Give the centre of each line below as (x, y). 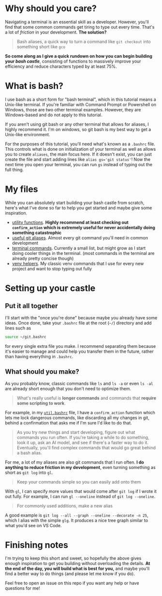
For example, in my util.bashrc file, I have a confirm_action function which (80, 412)
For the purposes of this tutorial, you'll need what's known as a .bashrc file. (80, 144)
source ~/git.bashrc (26, 337)
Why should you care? (51, 8)
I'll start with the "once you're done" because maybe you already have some (81, 317)
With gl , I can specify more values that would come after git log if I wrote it (81, 491)
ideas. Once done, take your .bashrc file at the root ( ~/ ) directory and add (78, 323)
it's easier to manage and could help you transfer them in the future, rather (79, 351)
